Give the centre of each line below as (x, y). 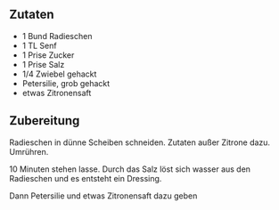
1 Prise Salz (43, 64)
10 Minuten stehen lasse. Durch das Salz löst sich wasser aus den (130, 169)
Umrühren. (29, 151)
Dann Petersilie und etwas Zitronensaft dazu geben (103, 196)
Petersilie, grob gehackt (66, 83)
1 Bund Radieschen (57, 36)
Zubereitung (45, 121)
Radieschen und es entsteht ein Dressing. (86, 178)
